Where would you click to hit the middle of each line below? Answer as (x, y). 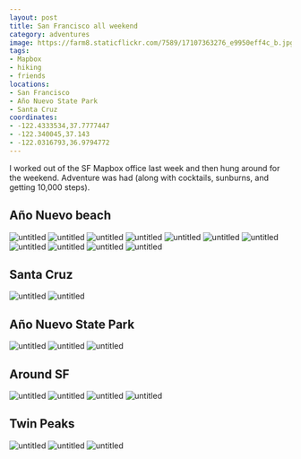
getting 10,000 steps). (50, 187)
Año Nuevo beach (60, 216)
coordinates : (34, 117)
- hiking (26, 68)
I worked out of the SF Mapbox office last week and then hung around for (145, 168)
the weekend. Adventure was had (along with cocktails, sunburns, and (139, 178)
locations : (30, 84)
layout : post (34, 17)
